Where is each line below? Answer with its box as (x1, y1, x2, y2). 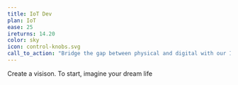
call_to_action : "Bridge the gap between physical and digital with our (7, 50, 227, 57)
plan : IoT (7, 17, 37, 24)
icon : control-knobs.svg (7, 43, 81, 50)
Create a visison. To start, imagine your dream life (7, 69, 153, 78)
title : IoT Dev (7, 10, 52, 18)
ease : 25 (7, 23, 33, 30)
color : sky (7, 37, 40, 44)
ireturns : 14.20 (7, 30, 55, 38)
